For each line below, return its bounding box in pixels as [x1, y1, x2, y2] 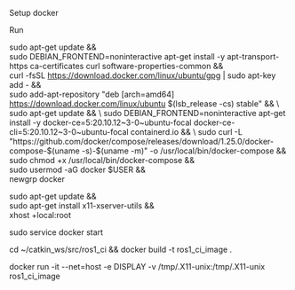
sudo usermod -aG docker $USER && [9, 164, 147, 175]
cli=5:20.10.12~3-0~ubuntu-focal [9, 127, 129, 137]
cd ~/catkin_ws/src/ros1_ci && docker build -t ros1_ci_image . [9, 244, 233, 255]
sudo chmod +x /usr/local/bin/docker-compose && [9, 155, 195, 165]
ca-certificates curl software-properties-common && [29, 61, 224, 71]
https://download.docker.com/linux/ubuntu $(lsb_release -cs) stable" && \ [9, 98, 280, 109]
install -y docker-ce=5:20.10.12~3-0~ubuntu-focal [9, 117, 192, 128]
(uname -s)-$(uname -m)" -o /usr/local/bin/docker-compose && [52, 145, 287, 156]
